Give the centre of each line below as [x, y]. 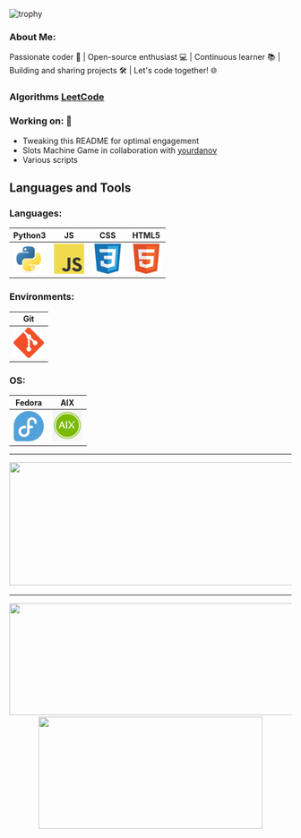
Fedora [29, 402]
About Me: [33, 37]
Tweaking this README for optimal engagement [111, 141]
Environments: [42, 297]
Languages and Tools [70, 188]
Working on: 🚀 [41, 121]
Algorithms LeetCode [57, 97]
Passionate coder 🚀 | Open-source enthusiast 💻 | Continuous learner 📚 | [145, 57]
